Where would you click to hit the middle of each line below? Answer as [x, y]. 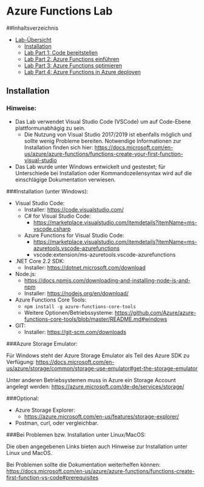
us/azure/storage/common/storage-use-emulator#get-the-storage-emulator [102, 368]
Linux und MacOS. [29, 452]
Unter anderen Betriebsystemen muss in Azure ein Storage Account [91, 380]
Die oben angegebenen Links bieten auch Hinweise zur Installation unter [97, 446]
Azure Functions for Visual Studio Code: [74, 235]
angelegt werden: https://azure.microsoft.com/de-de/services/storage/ [95, 386]
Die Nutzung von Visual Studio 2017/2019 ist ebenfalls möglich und [108, 134]
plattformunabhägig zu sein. [50, 128]
